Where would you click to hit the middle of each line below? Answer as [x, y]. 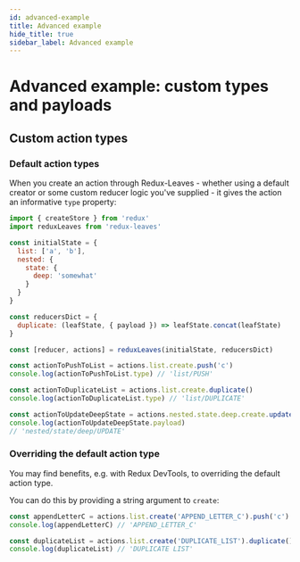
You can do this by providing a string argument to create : [114, 500]
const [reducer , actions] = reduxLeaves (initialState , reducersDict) [142, 350]
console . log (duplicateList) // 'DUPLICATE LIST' [101, 550]
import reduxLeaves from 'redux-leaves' [86, 227]
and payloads [61, 106]
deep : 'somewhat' [65, 276]
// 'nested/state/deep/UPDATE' [67, 431]
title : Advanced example [55, 26]
